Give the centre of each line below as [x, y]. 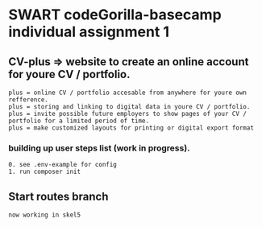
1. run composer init [45, 172]
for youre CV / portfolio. [69, 74]
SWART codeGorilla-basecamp [115, 15]
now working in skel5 [45, 215]
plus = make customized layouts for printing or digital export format [131, 128]
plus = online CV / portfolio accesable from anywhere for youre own [128, 93]
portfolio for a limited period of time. [79, 121]
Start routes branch [58, 196]
